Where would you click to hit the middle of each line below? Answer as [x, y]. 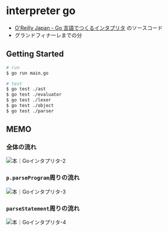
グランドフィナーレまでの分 [48, 35]
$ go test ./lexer [29, 100]
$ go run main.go [27, 73]
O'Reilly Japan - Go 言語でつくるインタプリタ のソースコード [89, 28]
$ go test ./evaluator [34, 95]
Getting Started [35, 54]
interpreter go [41, 11]
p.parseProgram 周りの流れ [43, 178]
